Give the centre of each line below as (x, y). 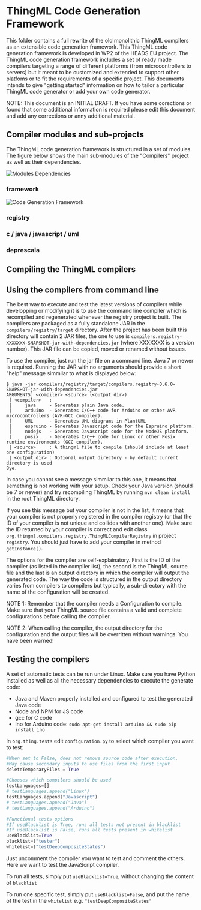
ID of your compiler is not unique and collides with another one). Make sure (99, 523)
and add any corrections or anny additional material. (71, 116)
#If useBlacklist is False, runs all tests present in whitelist (89, 830)
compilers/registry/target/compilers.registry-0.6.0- (107, 384)
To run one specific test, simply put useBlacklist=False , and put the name (98, 894)
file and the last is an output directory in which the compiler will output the (98, 573)
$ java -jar (21, 384)
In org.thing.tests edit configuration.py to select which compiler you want (100, 741)
